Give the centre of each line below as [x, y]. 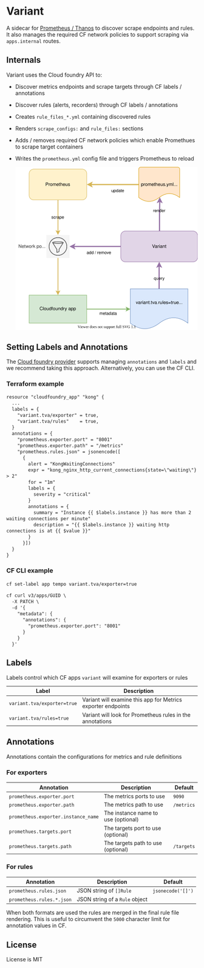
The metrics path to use [134, 805]
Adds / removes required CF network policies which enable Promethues [105, 140]
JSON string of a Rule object [112, 899]
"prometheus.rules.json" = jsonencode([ [69, 452]
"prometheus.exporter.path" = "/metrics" [70, 446]
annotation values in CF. [36, 925]
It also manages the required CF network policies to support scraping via [97, 34]
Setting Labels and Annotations [67, 347]
